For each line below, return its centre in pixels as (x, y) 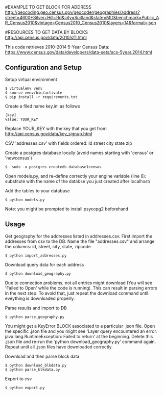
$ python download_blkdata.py (36, 365)
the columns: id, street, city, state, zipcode (48, 246)
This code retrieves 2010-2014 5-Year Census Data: (57, 47)
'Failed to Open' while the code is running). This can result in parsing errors (81, 288)
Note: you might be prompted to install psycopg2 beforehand (67, 209)
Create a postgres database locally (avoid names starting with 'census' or (79, 153)
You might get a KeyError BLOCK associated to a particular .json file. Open (80, 326)
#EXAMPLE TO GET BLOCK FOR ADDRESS (48, 7)
